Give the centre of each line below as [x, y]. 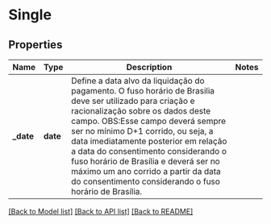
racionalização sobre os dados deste [141, 111]
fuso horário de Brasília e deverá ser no [146, 161]
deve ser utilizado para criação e [133, 101]
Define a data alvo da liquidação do [138, 81]
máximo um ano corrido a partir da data [146, 171]
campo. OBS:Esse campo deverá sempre [149, 121]
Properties [35, 45]
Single [30, 15]
